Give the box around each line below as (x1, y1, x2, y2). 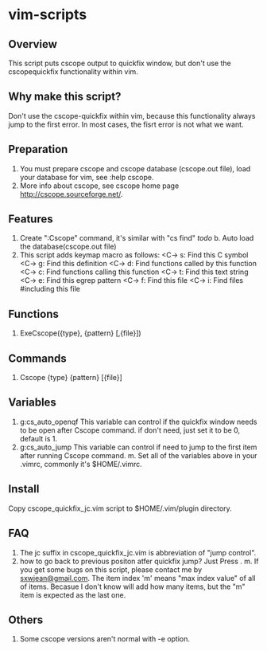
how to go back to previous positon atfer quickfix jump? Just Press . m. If (19, 556, 259, 566)
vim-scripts (8, 6, 87, 24)
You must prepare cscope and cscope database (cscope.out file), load (19, 163, 251, 173)
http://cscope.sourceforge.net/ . (19, 189, 123, 198)
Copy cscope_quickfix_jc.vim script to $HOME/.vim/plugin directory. (8, 504, 232, 513)
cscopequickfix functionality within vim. (8, 67, 139, 76)
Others (8, 613, 44, 626)
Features (8, 213, 53, 226)
